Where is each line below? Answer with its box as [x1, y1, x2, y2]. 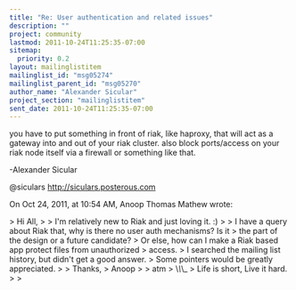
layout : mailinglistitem [9, 63, 102, 72]
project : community [9, 29, 82, 38]
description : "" [9, 21, 70, 30]
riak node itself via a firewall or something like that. [9, 148, 196, 158]
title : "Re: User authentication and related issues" [9, 12, 214, 22]
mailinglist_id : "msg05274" [9, 71, 114, 80]
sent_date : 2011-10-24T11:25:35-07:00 [9, 104, 153, 113]
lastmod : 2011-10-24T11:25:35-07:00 [9, 37, 145, 47]
